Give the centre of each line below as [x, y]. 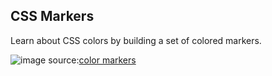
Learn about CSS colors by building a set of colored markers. [136, 40]
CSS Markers [52, 16]
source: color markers [92, 60]
